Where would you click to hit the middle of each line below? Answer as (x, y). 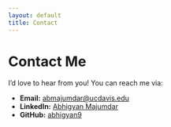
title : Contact (33, 23)
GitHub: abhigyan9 (51, 115)
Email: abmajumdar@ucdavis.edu (74, 98)
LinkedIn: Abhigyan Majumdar (69, 107)
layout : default (35, 15)
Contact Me (47, 62)
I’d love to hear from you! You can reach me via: (85, 83)
